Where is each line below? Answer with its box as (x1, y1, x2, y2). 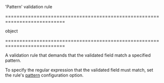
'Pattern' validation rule (5, 4, 53, 9)
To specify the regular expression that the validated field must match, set (5, 67, 154, 73)
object (5, 28, 18, 34)
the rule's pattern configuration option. (5, 72, 84, 78)
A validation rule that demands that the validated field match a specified (5, 53, 151, 58)
